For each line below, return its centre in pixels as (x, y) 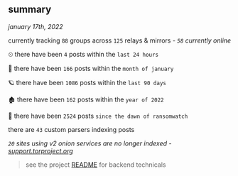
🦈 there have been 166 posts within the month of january (91, 68)
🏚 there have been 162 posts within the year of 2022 (86, 99)
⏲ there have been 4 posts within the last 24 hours (83, 54)
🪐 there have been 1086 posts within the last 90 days (87, 82)
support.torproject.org (40, 150)
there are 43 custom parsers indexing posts (71, 129)
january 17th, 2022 (36, 26)
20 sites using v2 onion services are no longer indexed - (90, 143)
